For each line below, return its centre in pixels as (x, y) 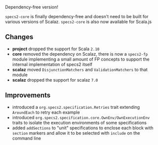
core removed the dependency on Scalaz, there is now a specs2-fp (80, 54)
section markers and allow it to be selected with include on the (76, 133)
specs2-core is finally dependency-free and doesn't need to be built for (77, 16)
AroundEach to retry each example (46, 112)
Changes (19, 37)
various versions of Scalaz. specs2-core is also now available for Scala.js (79, 22)
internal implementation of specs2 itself (52, 64)
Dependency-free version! (32, 7)
